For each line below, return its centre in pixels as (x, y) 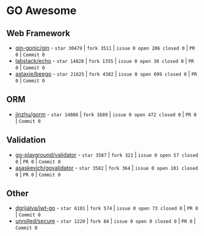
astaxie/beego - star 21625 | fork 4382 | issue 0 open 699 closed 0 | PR (106, 74)
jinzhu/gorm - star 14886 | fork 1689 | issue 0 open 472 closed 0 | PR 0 (106, 114)
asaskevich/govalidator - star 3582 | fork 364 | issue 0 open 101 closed (107, 168)
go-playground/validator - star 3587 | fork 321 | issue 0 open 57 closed (107, 155)
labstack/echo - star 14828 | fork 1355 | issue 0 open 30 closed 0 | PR (104, 61)
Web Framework (38, 33)
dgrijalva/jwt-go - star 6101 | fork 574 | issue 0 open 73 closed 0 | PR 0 (107, 208)
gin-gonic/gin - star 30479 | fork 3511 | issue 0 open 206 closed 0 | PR (105, 48)
